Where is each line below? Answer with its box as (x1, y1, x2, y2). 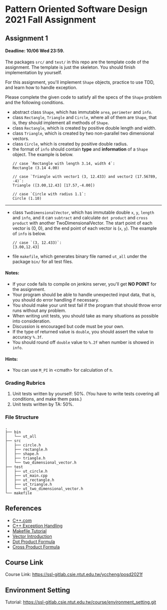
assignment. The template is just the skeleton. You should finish (5, 64, 136, 70)
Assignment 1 (5, 34, 48, 42)
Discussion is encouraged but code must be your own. (12, 323, 124, 329)
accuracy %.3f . (12, 334, 43, 340)
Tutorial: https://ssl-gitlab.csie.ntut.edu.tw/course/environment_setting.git (5, 599, 157, 605)
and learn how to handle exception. (5, 84, 78, 90)
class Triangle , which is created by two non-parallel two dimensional (12, 130, 154, 136)
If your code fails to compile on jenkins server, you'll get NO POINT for (12, 281, 157, 287)
